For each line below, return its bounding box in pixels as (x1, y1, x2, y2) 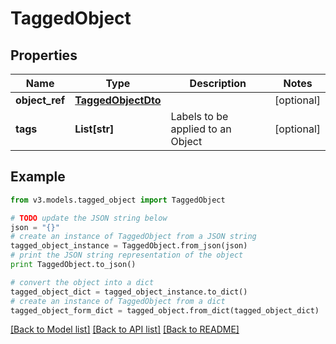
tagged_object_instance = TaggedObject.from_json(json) (10, 241, 248, 251)
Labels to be (170, 110, 229, 123)
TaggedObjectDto (74, 93, 162, 107)
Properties (10, 47, 78, 64)
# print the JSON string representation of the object (10, 250, 244, 261)
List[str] (74, 122, 115, 136)
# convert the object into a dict (10, 277, 155, 287)
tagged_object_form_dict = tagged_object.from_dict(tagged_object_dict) (10, 305, 320, 316)
